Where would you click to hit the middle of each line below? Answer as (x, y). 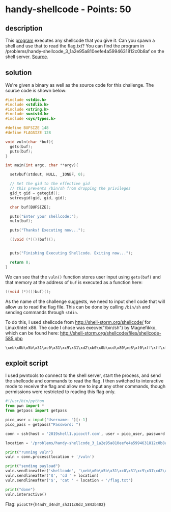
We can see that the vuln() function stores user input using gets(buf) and (83, 277)
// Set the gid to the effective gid (50, 184)
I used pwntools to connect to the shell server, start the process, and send (83, 375)
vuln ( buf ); (21, 221)
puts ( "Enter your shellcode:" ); (44, 216)
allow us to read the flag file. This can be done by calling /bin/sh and (78, 306)
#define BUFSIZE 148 (27, 128)
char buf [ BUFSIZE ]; (31, 207)
